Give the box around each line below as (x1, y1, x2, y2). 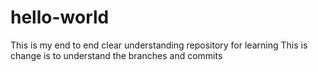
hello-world (10, 6, 110, 29)
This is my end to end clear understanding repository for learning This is (10, 39, 308, 51)
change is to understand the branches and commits (10, 49, 223, 61)
